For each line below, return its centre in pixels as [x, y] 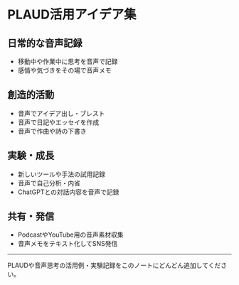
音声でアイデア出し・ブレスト [61, 113]
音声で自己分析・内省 [49, 183]
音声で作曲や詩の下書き [52, 131]
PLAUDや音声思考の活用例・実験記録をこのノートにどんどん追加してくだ [114, 265]
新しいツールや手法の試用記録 [61, 174]
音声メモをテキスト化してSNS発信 [68, 244]
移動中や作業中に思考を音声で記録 [68, 61]
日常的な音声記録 [45, 43]
